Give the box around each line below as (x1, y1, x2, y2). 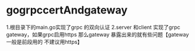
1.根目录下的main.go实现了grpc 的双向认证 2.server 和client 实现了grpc (6, 23, 181, 30)
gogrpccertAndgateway (6, 4, 128, 17)
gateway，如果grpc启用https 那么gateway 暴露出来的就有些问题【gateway (6, 30, 189, 38)
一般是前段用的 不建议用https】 (6, 38, 83, 45)
